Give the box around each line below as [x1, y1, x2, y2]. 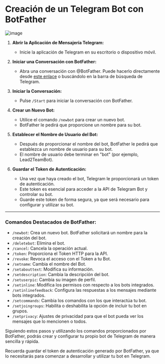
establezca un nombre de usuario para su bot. [19, 146, 113, 152]
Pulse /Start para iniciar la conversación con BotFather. [19, 97, 133, 104]
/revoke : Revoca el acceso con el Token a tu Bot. [12, 256, 111, 262]
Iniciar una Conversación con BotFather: [12, 58, 97, 64]
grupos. [12, 308, 28, 314]
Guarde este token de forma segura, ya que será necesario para [19, 196, 150, 202]
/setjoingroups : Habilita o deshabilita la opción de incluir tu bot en [12, 303, 147, 309]
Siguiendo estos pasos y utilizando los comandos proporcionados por [5, 328, 146, 334]
